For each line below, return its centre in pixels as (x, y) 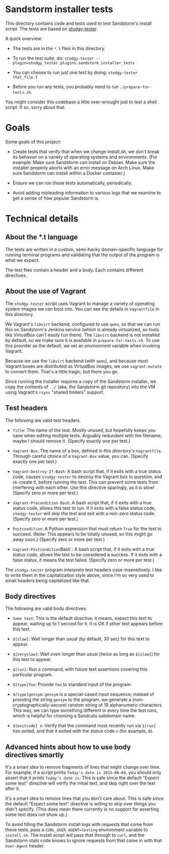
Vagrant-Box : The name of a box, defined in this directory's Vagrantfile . (87, 451)
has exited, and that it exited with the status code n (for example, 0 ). (83, 731)
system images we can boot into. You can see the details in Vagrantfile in (82, 309)
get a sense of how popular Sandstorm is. (56, 198)
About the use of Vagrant (46, 292)
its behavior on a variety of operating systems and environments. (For (85, 157)
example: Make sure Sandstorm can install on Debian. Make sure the (84, 162)
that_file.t (25, 77)
